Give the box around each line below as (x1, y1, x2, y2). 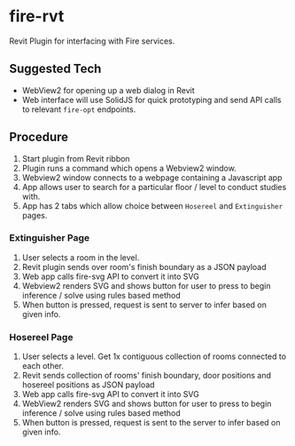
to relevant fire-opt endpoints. (21, 104, 136, 115)
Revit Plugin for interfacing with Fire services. (9, 36, 175, 46)
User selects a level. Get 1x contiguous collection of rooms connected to (21, 351, 286, 362)
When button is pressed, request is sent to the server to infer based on (21, 418, 281, 428)
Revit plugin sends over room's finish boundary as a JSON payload (21, 261, 268, 272)
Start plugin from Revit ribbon (21, 153, 130, 163)
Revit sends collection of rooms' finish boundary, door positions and (21, 370, 272, 381)
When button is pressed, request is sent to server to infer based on (21, 299, 268, 310)
